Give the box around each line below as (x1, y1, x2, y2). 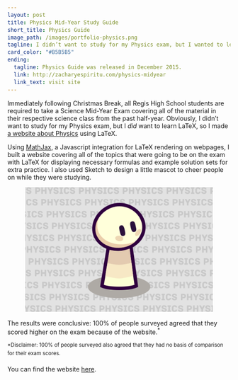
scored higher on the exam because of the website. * (7, 326, 161, 336)
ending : (7, 57, 30, 64)
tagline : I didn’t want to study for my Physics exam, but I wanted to (7, 41, 223, 49)
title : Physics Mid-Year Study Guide (7, 18, 119, 26)
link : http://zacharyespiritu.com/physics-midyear (13, 71, 166, 78)
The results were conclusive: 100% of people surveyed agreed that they (7, 318, 217, 327)
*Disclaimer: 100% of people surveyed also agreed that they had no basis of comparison (7, 341, 224, 348)
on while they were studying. (7, 173, 92, 181)
